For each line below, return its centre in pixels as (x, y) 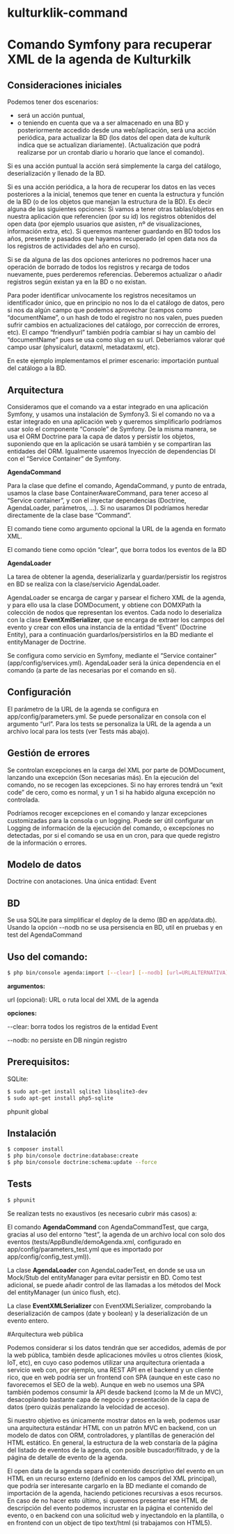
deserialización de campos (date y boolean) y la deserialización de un (108, 1313)
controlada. (24, 799)
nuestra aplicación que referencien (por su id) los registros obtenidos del (112, 217)
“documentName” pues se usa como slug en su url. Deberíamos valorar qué (116, 340)
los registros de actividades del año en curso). (74, 246)
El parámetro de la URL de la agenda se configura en (83, 709)
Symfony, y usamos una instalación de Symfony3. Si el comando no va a (111, 414)
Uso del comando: (48, 957)
